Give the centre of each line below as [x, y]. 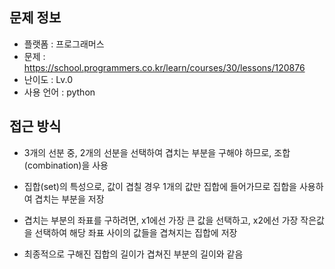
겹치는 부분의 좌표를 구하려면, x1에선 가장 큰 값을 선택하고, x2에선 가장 [161, 220]
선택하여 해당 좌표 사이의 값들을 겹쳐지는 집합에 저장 [136, 232]
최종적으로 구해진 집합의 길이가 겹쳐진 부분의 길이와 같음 [133, 254]
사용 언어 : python [59, 92]
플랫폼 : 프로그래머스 [64, 44]
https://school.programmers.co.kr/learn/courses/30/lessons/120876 [164, 67]
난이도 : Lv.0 [48, 79]
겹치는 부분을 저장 [69, 199]
